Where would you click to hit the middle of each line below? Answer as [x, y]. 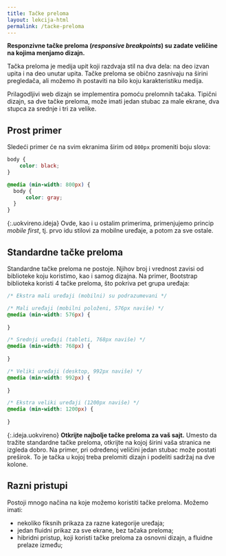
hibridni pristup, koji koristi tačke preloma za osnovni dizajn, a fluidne [115, 537]
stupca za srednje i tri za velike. [52, 109]
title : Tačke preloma [38, 13]
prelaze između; [40, 545]
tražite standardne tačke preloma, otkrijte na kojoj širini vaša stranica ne [109, 442]
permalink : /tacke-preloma [46, 26]
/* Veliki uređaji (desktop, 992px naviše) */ [75, 371]
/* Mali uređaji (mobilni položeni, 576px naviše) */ [86, 308]
